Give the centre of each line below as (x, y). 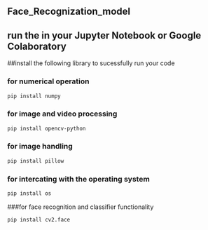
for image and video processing (62, 114)
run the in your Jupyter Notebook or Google (104, 35)
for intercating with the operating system (79, 179)
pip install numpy (34, 96)
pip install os (29, 194)
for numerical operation (48, 81)
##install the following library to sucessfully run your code (91, 63)
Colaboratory (37, 46)
